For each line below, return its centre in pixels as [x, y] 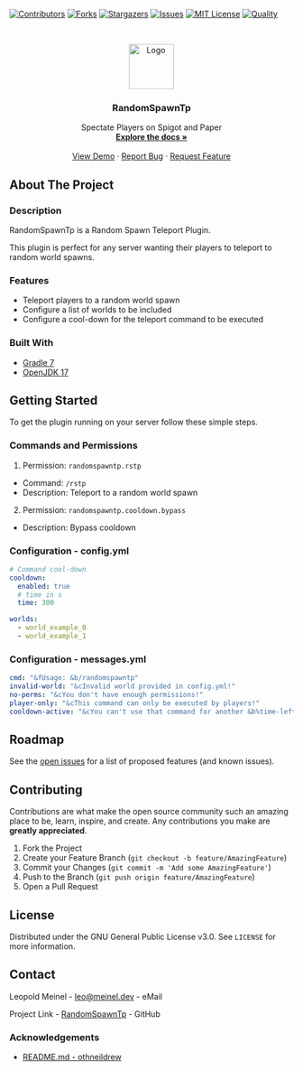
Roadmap [37, 740]
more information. [42, 946]
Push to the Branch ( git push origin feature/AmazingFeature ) [138, 877]
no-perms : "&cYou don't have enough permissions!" [106, 695]
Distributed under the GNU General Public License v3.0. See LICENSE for [143, 937]
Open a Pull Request [60, 887]
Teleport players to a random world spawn [101, 300]
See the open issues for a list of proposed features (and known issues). [142, 761]
